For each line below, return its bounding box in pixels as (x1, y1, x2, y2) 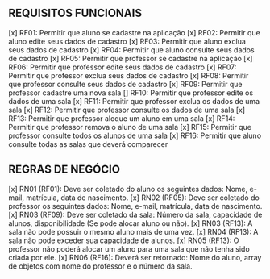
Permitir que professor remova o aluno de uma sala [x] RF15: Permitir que (8, 122, 252, 131)
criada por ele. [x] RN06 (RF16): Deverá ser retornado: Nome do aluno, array (8, 252, 262, 262)
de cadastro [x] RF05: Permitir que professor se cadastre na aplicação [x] (8, 53, 253, 63)
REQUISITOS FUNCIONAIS (8, 6, 143, 20)
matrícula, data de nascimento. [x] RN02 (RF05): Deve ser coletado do (25, 193, 260, 202)
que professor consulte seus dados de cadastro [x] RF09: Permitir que (8, 79, 243, 89)
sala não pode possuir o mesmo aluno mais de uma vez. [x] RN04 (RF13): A (8, 227, 259, 236)
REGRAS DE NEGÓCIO (8, 163, 121, 177)
